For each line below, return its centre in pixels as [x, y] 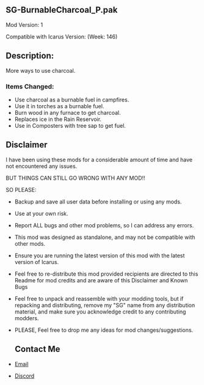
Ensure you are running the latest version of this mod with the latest [100, 255]
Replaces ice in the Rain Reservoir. [58, 119]
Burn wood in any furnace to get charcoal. [67, 112]
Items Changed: [30, 86]
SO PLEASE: [21, 189]
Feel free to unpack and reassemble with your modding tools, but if [99, 298]
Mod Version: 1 [24, 24]
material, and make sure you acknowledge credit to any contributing [100, 312]
